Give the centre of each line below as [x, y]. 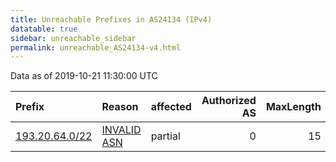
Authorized [229, 101]
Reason [120, 107]
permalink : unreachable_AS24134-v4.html [96, 47]
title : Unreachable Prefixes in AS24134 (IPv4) [111, 19]
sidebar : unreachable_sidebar [73, 38]
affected [171, 107]
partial [165, 136]
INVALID [121, 130]
